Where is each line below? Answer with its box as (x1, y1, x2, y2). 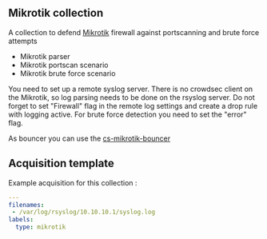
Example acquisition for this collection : (8, 177, 137, 187)
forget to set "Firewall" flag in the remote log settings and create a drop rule (8, 101, 258, 110)
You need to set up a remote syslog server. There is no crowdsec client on (8, 84, 253, 94)
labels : (8, 216, 34, 224)
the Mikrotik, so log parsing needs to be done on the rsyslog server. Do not (8, 92, 256, 102)
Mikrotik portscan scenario (19, 60, 109, 70)
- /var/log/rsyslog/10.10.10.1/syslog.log (11, 208, 156, 217)
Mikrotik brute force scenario (19, 68, 116, 78)
